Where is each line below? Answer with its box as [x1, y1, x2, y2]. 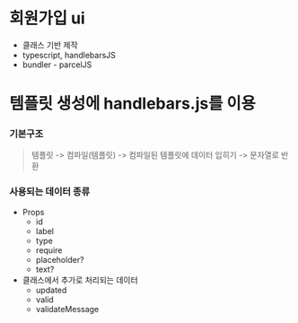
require [35, 244, 63, 256]
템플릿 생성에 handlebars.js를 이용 [9, 93, 256, 114]
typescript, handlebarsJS [22, 49, 117, 60]
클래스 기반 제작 [22, 39, 78, 50]
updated [35, 284, 67, 295]
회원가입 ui [9, 8, 85, 29]
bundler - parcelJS [22, 59, 92, 70]
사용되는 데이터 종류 [9, 186, 91, 198]
